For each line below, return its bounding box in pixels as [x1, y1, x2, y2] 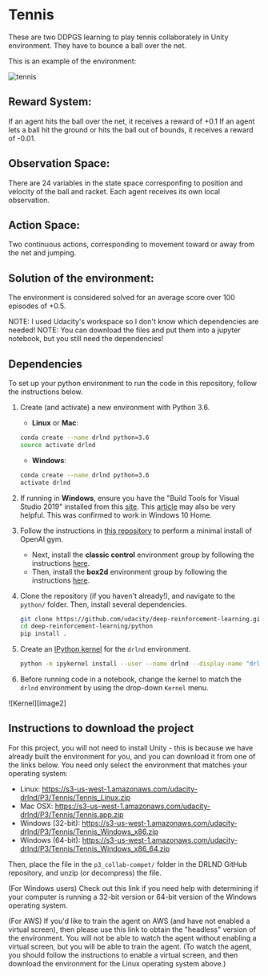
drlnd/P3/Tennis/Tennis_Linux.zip [19, 792, 130, 802]
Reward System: [8, 95, 92, 109]
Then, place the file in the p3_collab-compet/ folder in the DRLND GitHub [8, 859, 248, 868]
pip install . [19, 630, 67, 638]
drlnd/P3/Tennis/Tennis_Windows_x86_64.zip [19, 844, 170, 853]
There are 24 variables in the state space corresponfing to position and [8, 178, 243, 188]
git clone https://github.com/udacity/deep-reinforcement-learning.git [19, 615, 264, 623]
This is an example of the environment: [8, 56, 137, 66]
